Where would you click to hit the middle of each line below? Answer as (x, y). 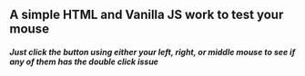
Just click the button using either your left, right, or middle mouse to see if (152, 52)
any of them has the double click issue (84, 62)
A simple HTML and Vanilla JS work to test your (147, 15)
